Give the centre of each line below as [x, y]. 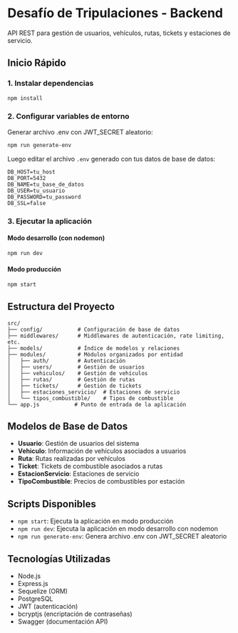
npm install [25, 98]
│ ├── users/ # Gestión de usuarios [76, 367]
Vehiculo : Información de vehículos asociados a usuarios [102, 451]
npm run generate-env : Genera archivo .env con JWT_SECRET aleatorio [122, 537]
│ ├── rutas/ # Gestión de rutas [71, 379]
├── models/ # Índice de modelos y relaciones [94, 348]
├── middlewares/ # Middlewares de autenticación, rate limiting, [116, 336]
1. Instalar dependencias [51, 84]
